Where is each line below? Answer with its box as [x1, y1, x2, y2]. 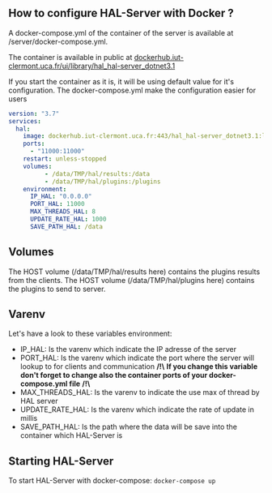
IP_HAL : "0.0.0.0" [29, 192, 92, 201]
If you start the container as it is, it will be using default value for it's [8, 76, 235, 86]
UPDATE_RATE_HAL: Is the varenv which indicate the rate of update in [19, 405, 255, 414]
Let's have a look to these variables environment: [8, 328, 172, 339]
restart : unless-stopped [23, 155, 107, 163]
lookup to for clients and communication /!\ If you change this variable [19, 362, 257, 371]
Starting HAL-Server [8, 454, 114, 468]
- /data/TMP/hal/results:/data [44, 169, 151, 178]
